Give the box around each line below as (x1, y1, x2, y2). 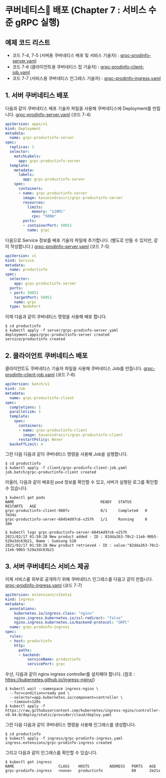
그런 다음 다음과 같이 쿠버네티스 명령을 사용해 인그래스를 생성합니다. (5, 722, 136, 728)
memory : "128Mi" (31, 209, 65, 214)
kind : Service (5, 258, 35, 263)
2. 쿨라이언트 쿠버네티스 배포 (5, 351, 88, 360)
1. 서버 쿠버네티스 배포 (5, 91, 69, 100)
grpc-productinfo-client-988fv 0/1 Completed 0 (5, 508, 148, 513)
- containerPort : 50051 (23, 223, 72, 228)
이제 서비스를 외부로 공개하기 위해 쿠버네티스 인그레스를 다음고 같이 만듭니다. (5, 576, 154, 582)
